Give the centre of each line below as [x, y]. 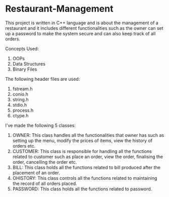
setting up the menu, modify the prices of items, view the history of [82, 140]
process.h [23, 110]
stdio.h [20, 105]
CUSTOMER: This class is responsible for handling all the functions [82, 151]
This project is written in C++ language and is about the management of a [82, 23]
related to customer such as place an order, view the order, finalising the [88, 157]
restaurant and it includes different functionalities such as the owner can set [84, 28]
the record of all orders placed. [45, 183]
